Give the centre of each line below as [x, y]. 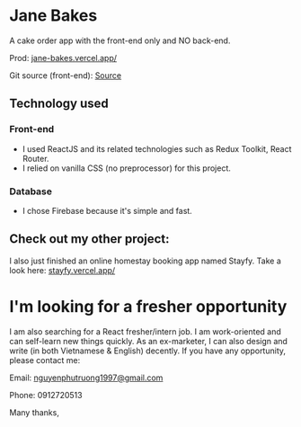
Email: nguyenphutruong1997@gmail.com [86, 378]
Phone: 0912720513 [46, 395]
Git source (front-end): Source [66, 75]
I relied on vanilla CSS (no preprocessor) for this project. [127, 168]
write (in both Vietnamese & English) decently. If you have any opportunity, [147, 351]
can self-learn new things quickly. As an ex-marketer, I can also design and [148, 341]
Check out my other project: [89, 239]
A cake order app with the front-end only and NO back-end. [120, 40]
